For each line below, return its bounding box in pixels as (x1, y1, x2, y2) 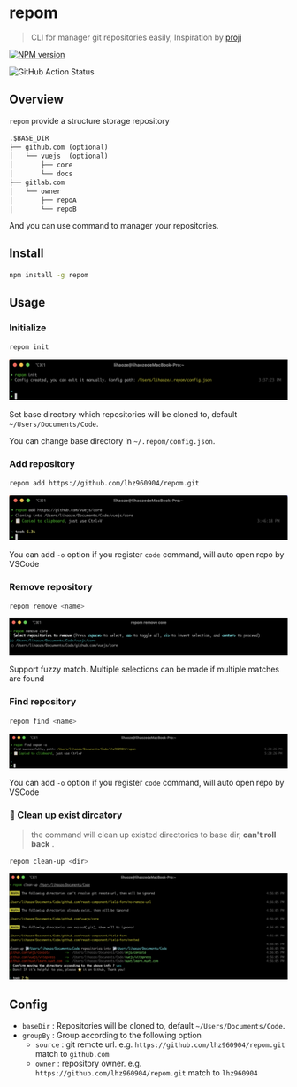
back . (30, 838, 55, 849)
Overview (9, 92, 65, 107)
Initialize (9, 322, 47, 334)
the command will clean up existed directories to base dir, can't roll (30, 829, 277, 840)
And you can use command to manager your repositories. (9, 220, 219, 230)
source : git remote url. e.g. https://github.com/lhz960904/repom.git (34, 1039, 286, 1050)
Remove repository (9, 580, 93, 593)
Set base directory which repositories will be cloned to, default (9, 408, 238, 419)
